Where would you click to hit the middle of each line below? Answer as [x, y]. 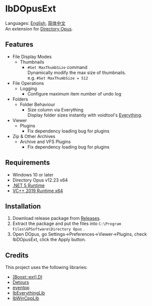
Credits [17, 255]
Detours [20, 282]
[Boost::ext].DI [27, 277]
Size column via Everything [55, 109]
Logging [28, 88]
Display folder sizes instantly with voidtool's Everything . [85, 115]
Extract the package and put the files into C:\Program [67, 223]
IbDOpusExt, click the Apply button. [49, 239]
